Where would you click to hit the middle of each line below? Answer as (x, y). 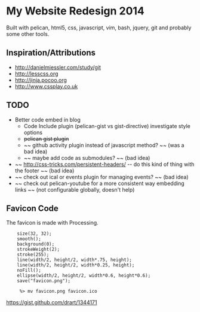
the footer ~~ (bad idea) (44, 170)
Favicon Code (32, 208)
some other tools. (28, 34)
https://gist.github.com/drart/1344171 (52, 302)
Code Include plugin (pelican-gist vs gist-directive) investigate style (107, 126)
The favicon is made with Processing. (52, 223)
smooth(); (29, 239)
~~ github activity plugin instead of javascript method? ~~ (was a (104, 145)
